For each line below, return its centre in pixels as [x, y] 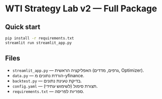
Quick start [23, 27]
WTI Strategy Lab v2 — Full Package [81, 9]
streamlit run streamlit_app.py [38, 43]
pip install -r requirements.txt [40, 38]
